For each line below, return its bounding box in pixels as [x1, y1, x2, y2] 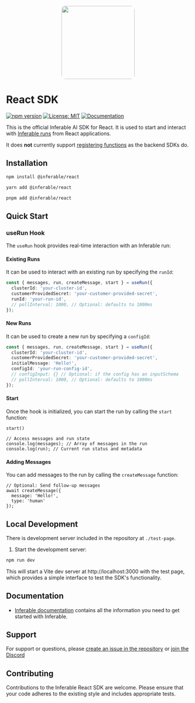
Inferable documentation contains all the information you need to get [14, 606, 180, 613]
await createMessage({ [6, 488, 61, 494]
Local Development [6, 519, 78, 529]
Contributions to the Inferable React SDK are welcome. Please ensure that [6, 684, 184, 691]
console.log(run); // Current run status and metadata [6, 446, 142, 452]
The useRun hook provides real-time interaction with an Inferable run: [6, 242, 171, 249]
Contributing [6, 668, 54, 678]
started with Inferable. [14, 613, 68, 620]
